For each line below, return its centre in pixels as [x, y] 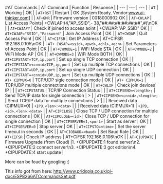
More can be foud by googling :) [37, 162]
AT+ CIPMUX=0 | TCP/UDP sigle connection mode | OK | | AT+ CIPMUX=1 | [75, 80]
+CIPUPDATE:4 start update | [35, 152]
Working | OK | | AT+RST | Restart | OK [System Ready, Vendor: [67, 13]
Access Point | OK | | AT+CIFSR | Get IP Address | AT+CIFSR [64, 38]
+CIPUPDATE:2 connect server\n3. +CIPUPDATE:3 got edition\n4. [71, 147]
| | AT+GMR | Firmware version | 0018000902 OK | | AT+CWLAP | [91, 18]
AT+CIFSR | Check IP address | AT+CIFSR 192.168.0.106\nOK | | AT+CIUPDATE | [81, 137]
